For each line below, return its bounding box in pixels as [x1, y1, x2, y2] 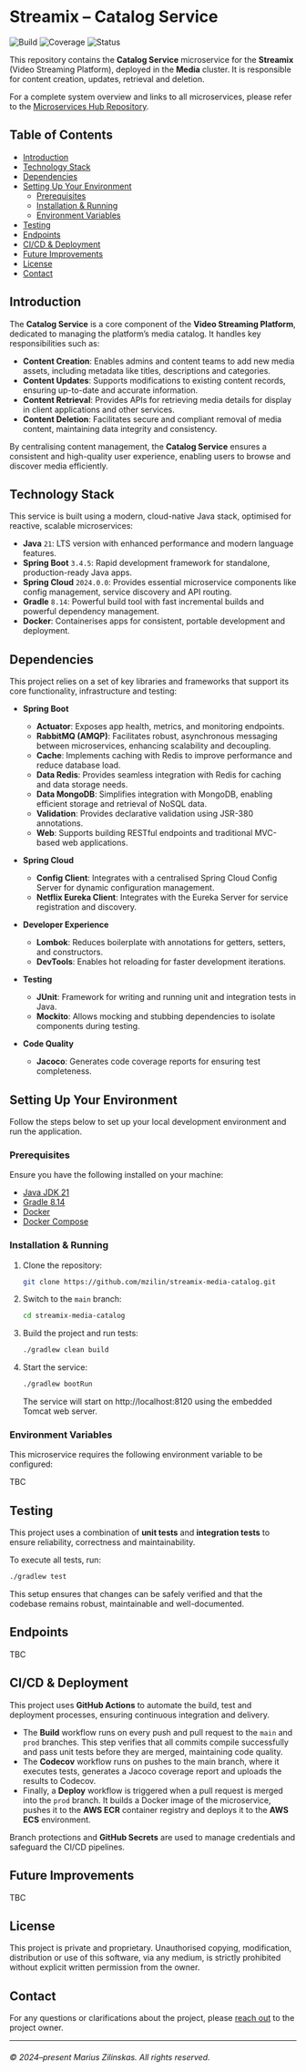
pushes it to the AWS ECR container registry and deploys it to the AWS [22, 1804, 289, 1815]
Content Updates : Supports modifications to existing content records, [22, 375, 286, 386]
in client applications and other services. [22, 404, 176, 415]
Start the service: [22, 1362, 88, 1373]
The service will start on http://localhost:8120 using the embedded [22, 1397, 273, 1407]
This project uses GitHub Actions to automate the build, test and [9, 1699, 252, 1710]
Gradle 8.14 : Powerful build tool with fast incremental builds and [22, 596, 264, 607]
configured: [9, 1459, 53, 1469]
